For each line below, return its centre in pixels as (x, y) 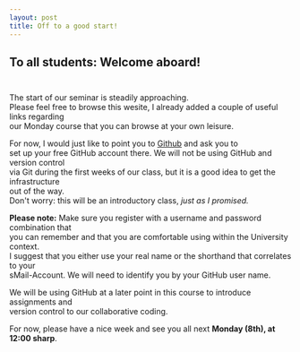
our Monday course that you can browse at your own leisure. (122, 126)
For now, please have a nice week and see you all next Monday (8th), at (142, 329)
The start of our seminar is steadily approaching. (99, 98)
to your (22, 266)
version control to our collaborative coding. (89, 312)
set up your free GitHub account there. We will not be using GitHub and (141, 153)
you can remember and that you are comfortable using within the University (149, 237)
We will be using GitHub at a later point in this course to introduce (130, 293)
